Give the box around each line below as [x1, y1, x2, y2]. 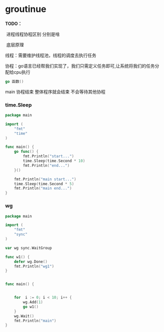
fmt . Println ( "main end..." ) [14, 186, 72, 191]
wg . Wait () [14, 314, 35, 319]
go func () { [14, 149, 39, 154]
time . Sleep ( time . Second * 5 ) [14, 181, 74, 186]
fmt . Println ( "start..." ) [23, 154, 74, 159]
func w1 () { [5, 254, 30, 259]
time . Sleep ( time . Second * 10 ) [23, 158, 85, 164]
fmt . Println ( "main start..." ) [14, 177, 77, 182]
